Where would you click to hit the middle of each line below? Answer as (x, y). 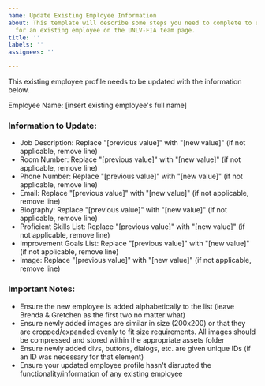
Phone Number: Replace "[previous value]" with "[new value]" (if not (131, 176)
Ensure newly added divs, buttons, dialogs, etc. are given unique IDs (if (135, 348)
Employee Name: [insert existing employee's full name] (98, 105)
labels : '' (26, 45)
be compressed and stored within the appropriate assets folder (122, 339)
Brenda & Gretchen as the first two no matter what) (103, 315)
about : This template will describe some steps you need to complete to (130, 23)
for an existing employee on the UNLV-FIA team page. (105, 30)
